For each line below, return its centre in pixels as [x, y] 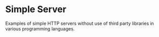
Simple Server [36, 9]
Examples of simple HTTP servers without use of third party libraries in [80, 23]
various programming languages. [40, 28]
